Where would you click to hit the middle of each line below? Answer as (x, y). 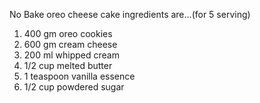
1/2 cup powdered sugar (74, 87)
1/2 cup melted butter (68, 65)
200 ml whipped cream (71, 55)
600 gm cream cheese (70, 44)
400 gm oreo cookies (68, 33)
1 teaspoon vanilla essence (79, 76)
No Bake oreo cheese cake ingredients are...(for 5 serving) (130, 14)
